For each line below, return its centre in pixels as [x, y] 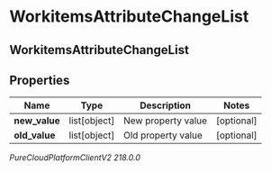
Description [165, 105]
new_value [37, 121]
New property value [165, 121]
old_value [35, 135]
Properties [40, 80]
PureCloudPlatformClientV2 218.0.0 [75, 158]
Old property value [163, 135]
